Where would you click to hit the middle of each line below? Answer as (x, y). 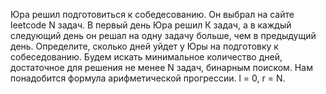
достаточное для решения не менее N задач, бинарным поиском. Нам (161, 67)
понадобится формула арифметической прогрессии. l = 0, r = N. (148, 78)
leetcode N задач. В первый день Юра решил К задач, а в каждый (151, 25)
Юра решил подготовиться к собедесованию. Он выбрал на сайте (152, 14)
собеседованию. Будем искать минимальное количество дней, (146, 57)
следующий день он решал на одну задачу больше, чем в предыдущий (163, 35)
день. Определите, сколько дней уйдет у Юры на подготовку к (144, 46)
